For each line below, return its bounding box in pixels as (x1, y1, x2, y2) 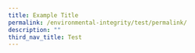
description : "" (8, 26, 61, 34)
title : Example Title (8, 11, 79, 19)
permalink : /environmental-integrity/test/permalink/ (8, 19, 188, 26)
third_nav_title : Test (8, 33, 82, 41)
